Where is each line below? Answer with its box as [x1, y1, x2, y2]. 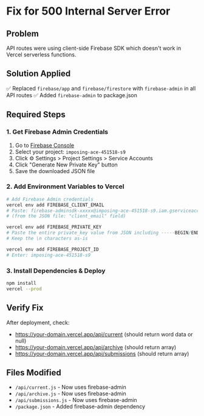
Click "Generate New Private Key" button [15, 161, 118, 168]
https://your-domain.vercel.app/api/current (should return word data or [15, 330, 193, 338]
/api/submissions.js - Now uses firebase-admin [15, 397, 138, 404]
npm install [6, 280, 36, 286]
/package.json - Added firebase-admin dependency [15, 403, 146, 411]
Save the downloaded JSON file [15, 167, 95, 174]
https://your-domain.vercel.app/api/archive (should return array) [15, 343, 177, 350]
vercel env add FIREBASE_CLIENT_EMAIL [6, 202, 104, 208]
